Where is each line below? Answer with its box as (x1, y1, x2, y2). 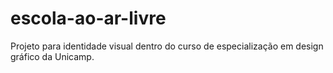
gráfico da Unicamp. (10, 50, 95, 62)
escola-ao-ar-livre (10, 7, 167, 30)
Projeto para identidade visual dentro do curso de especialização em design (10, 40, 324, 52)
